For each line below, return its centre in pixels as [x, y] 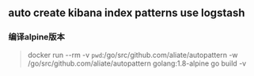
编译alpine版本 [37, 37]
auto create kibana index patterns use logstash [127, 13]
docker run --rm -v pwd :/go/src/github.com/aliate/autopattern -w [133, 55]
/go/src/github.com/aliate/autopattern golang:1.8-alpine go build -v [137, 63]
